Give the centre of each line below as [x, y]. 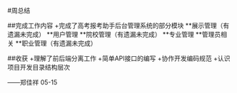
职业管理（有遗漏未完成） [59, 43]
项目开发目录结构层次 [39, 67]
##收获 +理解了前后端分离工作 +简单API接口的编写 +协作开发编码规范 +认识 [119, 58]
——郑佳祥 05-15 [32, 82]
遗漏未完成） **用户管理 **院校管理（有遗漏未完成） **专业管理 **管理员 [114, 34]
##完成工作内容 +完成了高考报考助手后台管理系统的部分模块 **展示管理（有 [118, 26]
